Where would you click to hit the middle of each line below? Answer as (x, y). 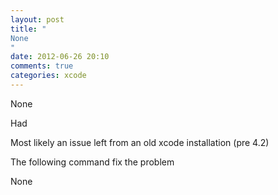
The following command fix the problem (92, 162)
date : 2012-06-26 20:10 (60, 57)
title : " (28, 29)
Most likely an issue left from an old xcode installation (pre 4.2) (140, 142)
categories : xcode (48, 76)
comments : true (42, 66)
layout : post (37, 19)
